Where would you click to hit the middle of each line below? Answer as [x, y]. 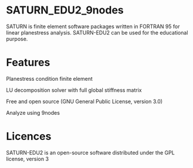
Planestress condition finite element [49, 78]
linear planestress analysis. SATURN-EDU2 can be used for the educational [97, 32]
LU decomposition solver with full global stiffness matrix [74, 90]
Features [28, 63]
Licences [29, 137]
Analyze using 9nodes [33, 112]
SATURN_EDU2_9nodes [65, 10]
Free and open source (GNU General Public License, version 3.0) [84, 101]
